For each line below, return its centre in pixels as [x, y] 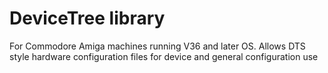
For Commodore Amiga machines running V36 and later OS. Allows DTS [157, 46]
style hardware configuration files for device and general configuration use [164, 56]
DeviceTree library [87, 18]
